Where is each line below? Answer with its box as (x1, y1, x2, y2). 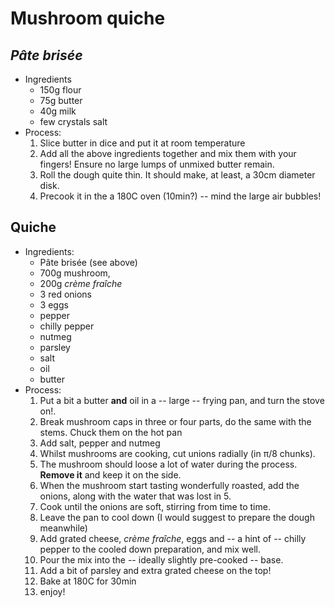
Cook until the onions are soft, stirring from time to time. (39, 500, 271, 512)
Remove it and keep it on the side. (39, 468, 182, 481)
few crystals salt (39, 116, 108, 127)
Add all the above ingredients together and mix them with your (39, 148, 297, 159)
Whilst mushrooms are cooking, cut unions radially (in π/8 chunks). (39, 447, 316, 459)
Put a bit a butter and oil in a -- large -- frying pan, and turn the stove (39, 394, 325, 406)
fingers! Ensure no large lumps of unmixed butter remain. (39, 158, 275, 170)
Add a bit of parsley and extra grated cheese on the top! (39, 564, 272, 576)
